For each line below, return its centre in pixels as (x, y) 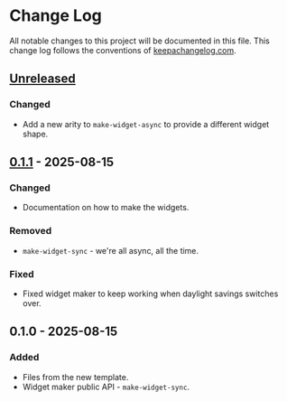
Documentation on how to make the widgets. (106, 208)
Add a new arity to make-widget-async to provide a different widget (146, 124)
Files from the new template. (75, 377)
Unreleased (43, 79)
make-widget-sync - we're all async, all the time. (111, 250)
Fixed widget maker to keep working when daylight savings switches (150, 294)
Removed (31, 231)
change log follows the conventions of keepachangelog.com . (123, 50)
